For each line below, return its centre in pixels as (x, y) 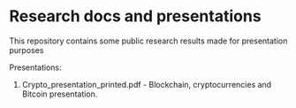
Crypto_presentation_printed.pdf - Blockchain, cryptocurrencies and (147, 84)
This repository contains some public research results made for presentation (148, 41)
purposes (27, 50)
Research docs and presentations (136, 16)
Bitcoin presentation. (60, 94)
